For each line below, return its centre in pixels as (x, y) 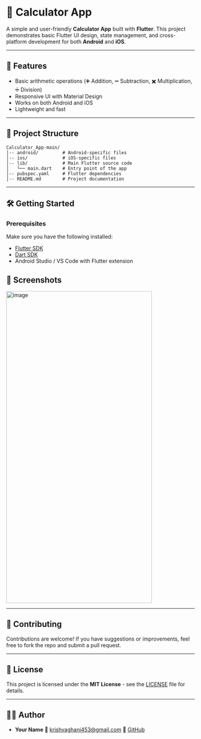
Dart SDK (26, 255)
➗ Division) (28, 89)
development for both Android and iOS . (77, 41)
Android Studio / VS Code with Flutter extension (74, 261)
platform (16, 41)
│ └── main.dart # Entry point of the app (67, 168)
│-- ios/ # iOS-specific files (61, 158)
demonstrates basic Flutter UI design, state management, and (82, 35)
